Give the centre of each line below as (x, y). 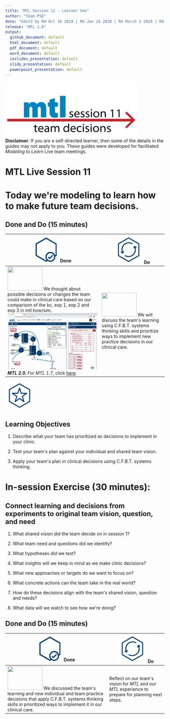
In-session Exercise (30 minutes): (78, 487)
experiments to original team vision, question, (79, 514)
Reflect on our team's (132, 678)
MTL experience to (129, 689)
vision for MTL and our (133, 684)
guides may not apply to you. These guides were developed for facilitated (82, 146)
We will (145, 314)
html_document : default (35, 43)
